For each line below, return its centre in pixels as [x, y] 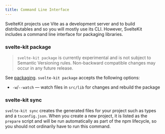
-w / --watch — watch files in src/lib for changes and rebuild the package [86, 87]
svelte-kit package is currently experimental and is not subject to [84, 58]
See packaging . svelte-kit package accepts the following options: [73, 77]
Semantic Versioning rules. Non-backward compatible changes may [86, 63]
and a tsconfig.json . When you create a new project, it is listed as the [76, 116]
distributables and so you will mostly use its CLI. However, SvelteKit [74, 29]
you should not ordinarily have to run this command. [58, 127]
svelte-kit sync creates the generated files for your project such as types [81, 111]
